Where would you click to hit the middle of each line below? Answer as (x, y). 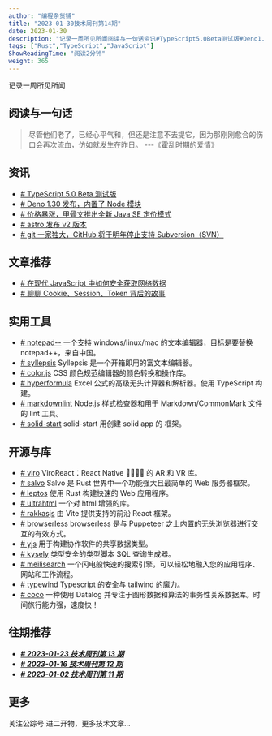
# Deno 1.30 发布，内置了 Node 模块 (81, 204)
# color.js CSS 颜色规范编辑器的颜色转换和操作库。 (105, 373)
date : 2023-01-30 (38, 31)
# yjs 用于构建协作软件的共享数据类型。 (86, 544)
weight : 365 (28, 62)
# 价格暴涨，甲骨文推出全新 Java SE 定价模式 (96, 214)
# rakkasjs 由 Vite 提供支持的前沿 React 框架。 (98, 513)
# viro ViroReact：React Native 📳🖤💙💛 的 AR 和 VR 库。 (111, 472)
